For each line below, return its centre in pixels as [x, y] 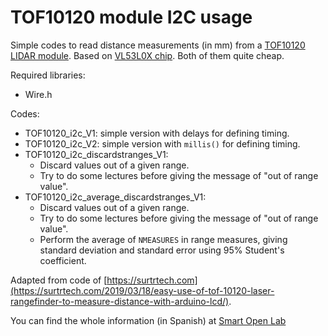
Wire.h [38, 94]
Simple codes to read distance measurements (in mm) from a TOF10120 [158, 45]
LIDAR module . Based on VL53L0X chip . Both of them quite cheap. [147, 55]
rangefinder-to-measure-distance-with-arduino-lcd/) [120, 301]
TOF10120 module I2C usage [131, 17]
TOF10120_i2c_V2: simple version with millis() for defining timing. [162, 143]
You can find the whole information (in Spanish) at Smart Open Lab [148, 320]
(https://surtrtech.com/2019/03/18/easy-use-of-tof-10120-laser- [142, 290]
